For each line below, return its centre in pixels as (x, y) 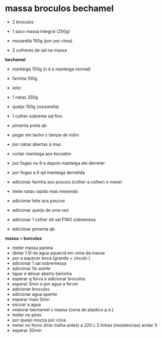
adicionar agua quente (35, 294)
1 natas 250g (25, 97)
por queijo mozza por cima (39, 320)
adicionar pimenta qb (33, 229)
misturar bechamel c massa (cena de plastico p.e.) (63, 309)
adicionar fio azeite (31, 268)
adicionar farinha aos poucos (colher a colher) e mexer (67, 182)
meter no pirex (27, 315)
